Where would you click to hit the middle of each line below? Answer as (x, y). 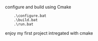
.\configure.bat (30, 16)
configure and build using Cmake (38, 7)
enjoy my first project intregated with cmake (49, 33)
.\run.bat (24, 24)
